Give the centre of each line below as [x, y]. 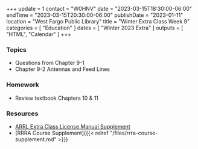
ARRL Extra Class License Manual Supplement [73, 126]
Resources [22, 114]
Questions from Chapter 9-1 [49, 63]
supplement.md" [36, 139]
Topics [17, 49]
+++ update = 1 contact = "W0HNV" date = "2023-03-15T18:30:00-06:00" [99, 9]
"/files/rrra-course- [134, 133]
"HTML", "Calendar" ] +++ [39, 34]
